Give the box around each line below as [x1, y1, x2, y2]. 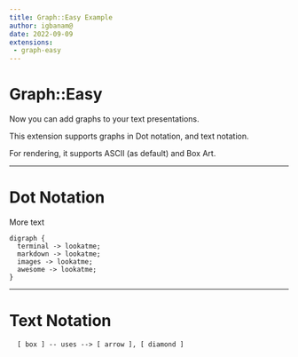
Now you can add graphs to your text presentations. [9, 114, 200, 124]
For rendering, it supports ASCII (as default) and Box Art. [9, 148, 216, 159]
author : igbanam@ [9, 21, 74, 30]
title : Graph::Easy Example [9, 12, 114, 22]
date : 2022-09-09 [9, 29, 74, 38]
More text [9, 217, 44, 227]
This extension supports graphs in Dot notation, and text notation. [9, 131, 250, 142]
